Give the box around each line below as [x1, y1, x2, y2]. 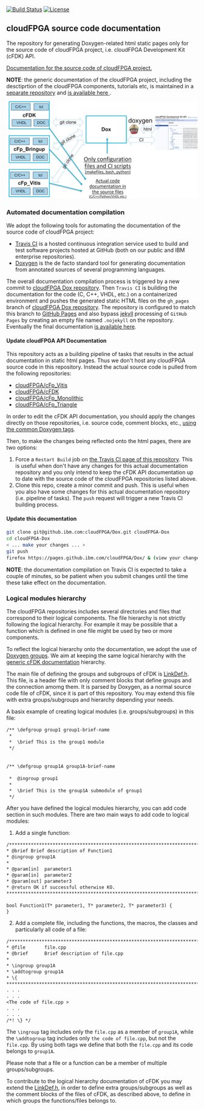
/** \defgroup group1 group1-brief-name [6, 727, 110, 733]
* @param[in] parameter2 [6, 872, 72, 879]
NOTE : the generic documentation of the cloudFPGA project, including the [6, 76, 192, 83]
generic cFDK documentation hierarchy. [6, 658, 106, 666]
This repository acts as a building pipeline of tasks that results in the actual [6, 351, 194, 358]
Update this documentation [6, 515, 77, 522]
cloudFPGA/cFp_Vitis [15, 382, 68, 389]
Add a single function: [15, 829, 70, 837]
